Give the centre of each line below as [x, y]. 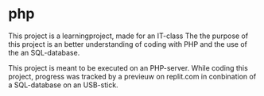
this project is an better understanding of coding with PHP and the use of [128, 44]
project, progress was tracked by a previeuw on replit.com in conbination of [132, 76]
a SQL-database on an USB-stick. [63, 85]
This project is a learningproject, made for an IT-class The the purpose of [128, 36]
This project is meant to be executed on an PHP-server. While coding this [128, 67]
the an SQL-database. [44, 52]
